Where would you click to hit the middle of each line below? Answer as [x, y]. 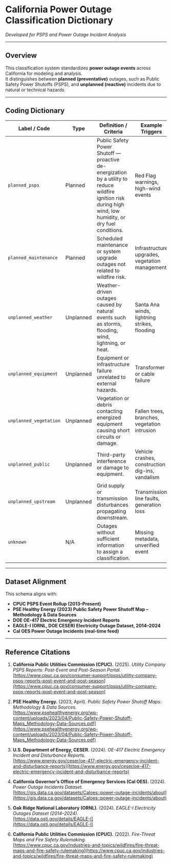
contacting [110, 411]
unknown [17, 542]
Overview [21, 56]
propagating [111, 511]
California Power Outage [59, 9]
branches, [147, 417]
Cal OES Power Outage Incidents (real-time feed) [66, 631]
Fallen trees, [150, 411]
